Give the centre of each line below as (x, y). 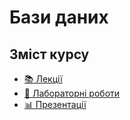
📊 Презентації (55, 104)
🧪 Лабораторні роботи (72, 93)
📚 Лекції (43, 79)
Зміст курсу (49, 54)
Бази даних (59, 17)
